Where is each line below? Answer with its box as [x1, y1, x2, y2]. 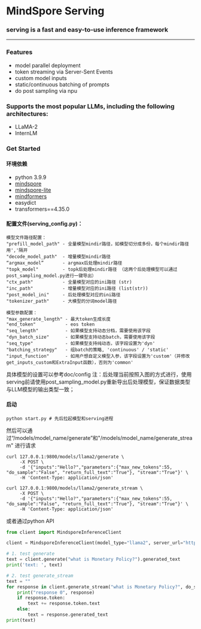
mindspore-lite [14, 187, 51, 194]
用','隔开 [6, 247, 28, 254]
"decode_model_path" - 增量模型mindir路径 [6, 254, 111, 260]
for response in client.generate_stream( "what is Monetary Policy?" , [6, 584, 184, 590]
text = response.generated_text [28, 612, 109, 618]
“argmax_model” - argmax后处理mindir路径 [6, 260, 123, 266]
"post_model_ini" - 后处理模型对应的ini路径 [6, 292, 121, 298]
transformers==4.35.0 [14, 205, 70, 213]
